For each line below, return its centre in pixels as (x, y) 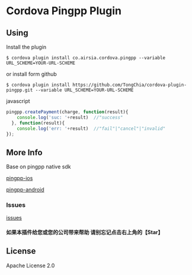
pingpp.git (20, 90)
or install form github (32, 74)
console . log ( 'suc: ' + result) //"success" (70, 117)
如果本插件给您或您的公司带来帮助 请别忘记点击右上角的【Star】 (85, 232)
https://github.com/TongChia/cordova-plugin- (129, 85)
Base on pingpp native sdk (39, 167)
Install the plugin (26, 47)
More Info (24, 152)
